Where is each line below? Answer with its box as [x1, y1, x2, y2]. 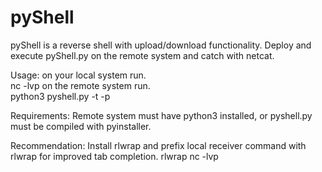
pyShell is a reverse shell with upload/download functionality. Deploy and [10, 39, 312, 51]
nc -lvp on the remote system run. [10, 79, 151, 91]
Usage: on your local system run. [10, 69, 147, 81]
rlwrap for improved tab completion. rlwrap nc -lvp [10, 150, 219, 162]
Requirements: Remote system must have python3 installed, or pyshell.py [10, 109, 313, 121]
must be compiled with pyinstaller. [10, 120, 152, 132]
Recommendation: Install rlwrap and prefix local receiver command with [10, 139, 307, 151]
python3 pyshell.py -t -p [10, 90, 111, 102]
